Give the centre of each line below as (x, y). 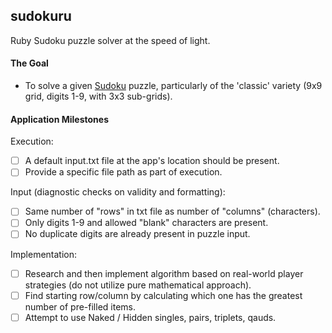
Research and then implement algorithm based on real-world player (164, 273)
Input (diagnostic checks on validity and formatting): (118, 192)
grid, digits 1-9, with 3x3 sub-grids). (98, 96)
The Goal (29, 63)
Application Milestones (60, 119)
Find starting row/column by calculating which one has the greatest (163, 295)
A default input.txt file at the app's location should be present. (152, 161)
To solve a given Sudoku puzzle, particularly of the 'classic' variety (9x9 (173, 86)
